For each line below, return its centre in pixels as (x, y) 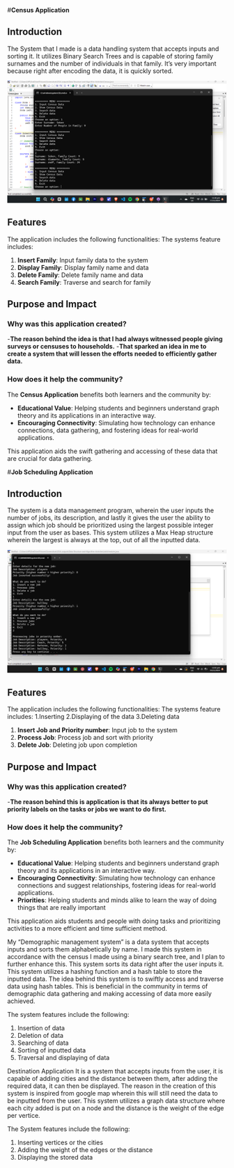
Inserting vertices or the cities (60, 1143)
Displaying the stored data (55, 1158)
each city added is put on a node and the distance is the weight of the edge (116, 1108)
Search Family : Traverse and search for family (84, 282)
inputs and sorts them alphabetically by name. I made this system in (104, 949)
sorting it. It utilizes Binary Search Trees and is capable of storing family (110, 56)
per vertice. (24, 1116)
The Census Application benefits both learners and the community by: (109, 394)
